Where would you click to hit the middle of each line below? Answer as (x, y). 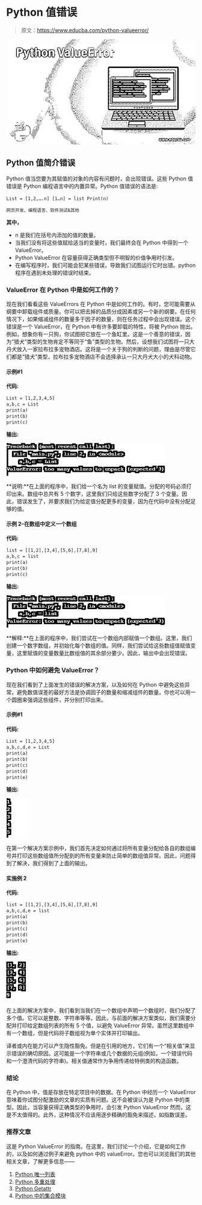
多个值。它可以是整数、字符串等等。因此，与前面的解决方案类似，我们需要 (98, 1018)
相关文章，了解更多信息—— (41, 1161)
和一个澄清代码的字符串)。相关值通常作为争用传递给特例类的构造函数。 (94, 1061)
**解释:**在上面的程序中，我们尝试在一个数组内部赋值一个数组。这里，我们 (99, 638)
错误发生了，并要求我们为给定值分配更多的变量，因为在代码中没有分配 (103, 501)
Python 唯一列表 (35, 1174)
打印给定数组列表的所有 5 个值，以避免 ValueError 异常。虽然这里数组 (103, 1025)
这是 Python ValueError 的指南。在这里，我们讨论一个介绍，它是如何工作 (96, 1146)
